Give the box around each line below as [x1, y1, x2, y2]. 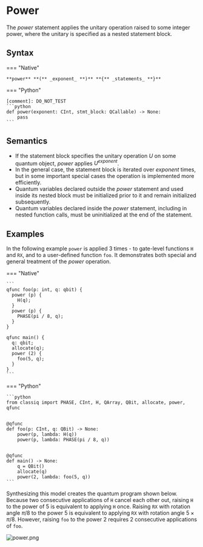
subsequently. [15, 198, 51, 205]
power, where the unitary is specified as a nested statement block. [6, 30, 173, 37]
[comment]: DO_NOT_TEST [6, 98, 67, 104]
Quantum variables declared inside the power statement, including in [15, 205, 187, 212]
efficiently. [15, 179, 42, 186]
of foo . [6, 522, 23, 529]
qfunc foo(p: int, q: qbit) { [6, 287, 83, 293]
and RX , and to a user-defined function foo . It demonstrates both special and [6, 252, 197, 259]
